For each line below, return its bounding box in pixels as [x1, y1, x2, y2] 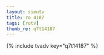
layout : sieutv [6, 8, 45, 15]
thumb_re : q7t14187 [6, 25, 56, 32]
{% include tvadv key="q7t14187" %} [6, 42, 99, 50]
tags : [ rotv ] [6, 20, 39, 26]
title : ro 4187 [6, 15, 45, 21]
